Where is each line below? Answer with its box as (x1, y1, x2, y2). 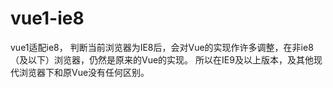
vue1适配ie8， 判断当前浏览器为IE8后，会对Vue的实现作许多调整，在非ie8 (10, 41, 314, 53)
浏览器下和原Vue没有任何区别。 (18, 66, 150, 78)
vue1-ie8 (10, 7, 85, 30)
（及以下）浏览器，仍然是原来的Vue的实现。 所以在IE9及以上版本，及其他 (10, 53, 314, 66)
